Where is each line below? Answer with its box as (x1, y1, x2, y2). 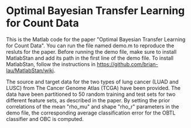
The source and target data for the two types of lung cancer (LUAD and (6, 78, 179, 85)
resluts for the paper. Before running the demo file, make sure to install (6, 48, 177, 55)
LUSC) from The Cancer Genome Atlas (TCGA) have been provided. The (6, 84, 180, 91)
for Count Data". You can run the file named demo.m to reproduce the (6, 42, 175, 49)
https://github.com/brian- (96, 60, 158, 68)
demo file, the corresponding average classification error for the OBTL (6, 109, 176, 116)
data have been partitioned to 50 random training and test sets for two (6, 91, 176, 98)
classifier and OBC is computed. (6, 115, 84, 122)
